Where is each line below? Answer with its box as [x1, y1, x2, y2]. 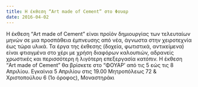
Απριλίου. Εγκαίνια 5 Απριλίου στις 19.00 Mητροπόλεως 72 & [6, 68, 157, 75]
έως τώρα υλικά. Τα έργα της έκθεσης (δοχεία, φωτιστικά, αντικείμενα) [6, 42, 184, 50]
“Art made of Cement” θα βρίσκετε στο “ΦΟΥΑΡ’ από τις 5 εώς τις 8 [6, 61, 174, 68]
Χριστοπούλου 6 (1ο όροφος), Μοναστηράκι [6, 74, 114, 81]
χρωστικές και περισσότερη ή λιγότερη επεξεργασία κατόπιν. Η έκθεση [6, 55, 183, 62]
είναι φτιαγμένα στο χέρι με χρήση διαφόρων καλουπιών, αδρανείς [6, 49, 174, 56]
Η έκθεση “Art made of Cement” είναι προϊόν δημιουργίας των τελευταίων [6, 30, 191, 37]
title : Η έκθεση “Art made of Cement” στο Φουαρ [6, 8, 129, 15]
